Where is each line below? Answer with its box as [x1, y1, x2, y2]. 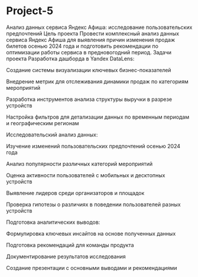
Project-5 [6, 4, 54, 18]
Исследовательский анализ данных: [6, 131, 98, 138]
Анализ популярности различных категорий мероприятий [6, 160, 153, 167]
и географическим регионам [6, 119, 79, 126]
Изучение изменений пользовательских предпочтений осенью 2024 [6, 142, 181, 149]
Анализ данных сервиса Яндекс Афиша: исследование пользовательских [6, 24, 193, 31]
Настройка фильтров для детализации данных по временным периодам [6, 113, 190, 120]
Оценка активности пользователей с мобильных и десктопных [6, 171, 165, 178]
